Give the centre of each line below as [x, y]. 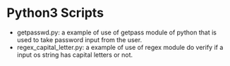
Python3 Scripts [55, 13]
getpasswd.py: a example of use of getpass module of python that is [116, 32]
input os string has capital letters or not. [75, 55]
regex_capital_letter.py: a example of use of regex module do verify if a [120, 47]
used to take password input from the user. [79, 39]
